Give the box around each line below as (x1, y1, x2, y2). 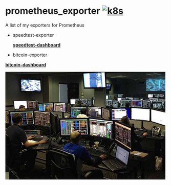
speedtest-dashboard (12, 41, 61, 48)
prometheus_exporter (5, 5, 100, 17)
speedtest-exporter (12, 32, 54, 38)
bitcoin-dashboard (5, 61, 46, 67)
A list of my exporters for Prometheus (5, 22, 84, 28)
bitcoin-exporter (12, 52, 48, 58)
